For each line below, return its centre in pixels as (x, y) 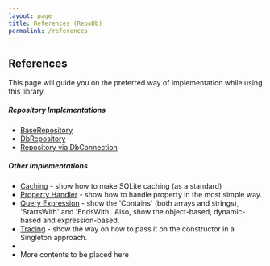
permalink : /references (48, 31)
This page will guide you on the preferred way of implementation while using (135, 83)
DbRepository (43, 139)
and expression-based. (81, 220)
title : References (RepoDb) (56, 23)
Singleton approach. (54, 238)
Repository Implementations (57, 110)
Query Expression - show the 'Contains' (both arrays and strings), (129, 203)
